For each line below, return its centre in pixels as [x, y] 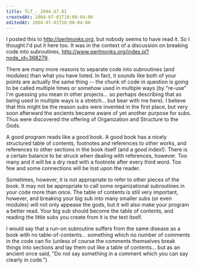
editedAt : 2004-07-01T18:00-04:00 [49, 22]
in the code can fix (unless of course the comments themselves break [91, 241]
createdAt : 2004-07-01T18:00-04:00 [50, 17]
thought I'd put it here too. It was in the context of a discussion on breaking [97, 45]
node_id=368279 [27, 58]
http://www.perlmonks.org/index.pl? [105, 52]
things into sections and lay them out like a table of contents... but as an [93, 247]
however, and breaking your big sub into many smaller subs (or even [89, 198]
